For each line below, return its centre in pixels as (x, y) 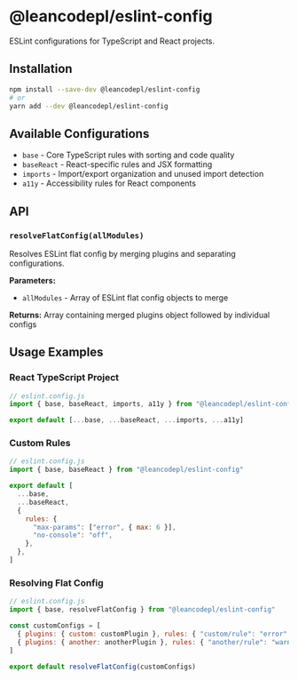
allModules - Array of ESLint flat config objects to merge (125, 297)
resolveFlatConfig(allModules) (77, 236)
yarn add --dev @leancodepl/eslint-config (89, 106)
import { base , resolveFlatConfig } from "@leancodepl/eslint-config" (142, 610)
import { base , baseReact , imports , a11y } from (101, 404)
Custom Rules (40, 444)
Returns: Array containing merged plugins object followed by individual (140, 315)
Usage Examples (56, 352)
